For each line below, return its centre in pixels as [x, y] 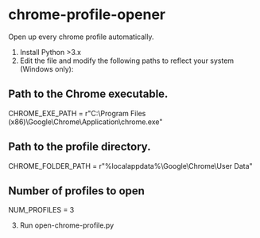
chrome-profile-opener [87, 15]
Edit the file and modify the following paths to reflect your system [127, 60]
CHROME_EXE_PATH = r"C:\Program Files [77, 113]
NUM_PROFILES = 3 [41, 210]
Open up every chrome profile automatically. [81, 37]
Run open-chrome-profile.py [67, 225]
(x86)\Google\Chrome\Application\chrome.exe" [85, 122]
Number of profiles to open [77, 191]
